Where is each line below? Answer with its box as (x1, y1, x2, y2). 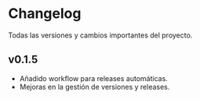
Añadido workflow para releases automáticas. (19, 73, 169, 83)
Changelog (8, 5, 82, 23)
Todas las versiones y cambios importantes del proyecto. (8, 30, 193, 40)
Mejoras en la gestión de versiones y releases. (19, 82, 170, 91)
